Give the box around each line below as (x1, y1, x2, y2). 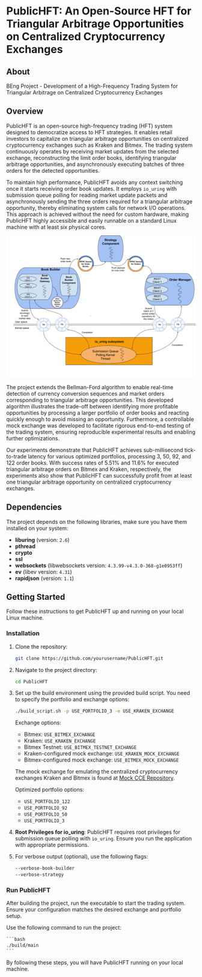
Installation (6, 629, 40, 638)
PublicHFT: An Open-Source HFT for (6, 4, 192, 18)
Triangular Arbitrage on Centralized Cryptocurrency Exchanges (6, 89, 164, 96)
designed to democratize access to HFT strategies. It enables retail (6, 128, 173, 136)
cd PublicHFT (14, 679, 48, 685)
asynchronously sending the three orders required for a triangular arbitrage (6, 197, 193, 205)
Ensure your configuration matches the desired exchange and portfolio (6, 906, 182, 913)
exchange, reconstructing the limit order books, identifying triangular (6, 154, 177, 161)
